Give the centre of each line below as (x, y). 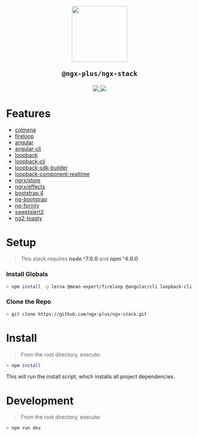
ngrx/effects (30, 187)
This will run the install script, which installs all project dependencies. (91, 377)
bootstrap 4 (29, 193)
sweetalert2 (29, 212)
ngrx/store (28, 180)
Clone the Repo (29, 302)
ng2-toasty (28, 218)
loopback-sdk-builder (41, 168)
